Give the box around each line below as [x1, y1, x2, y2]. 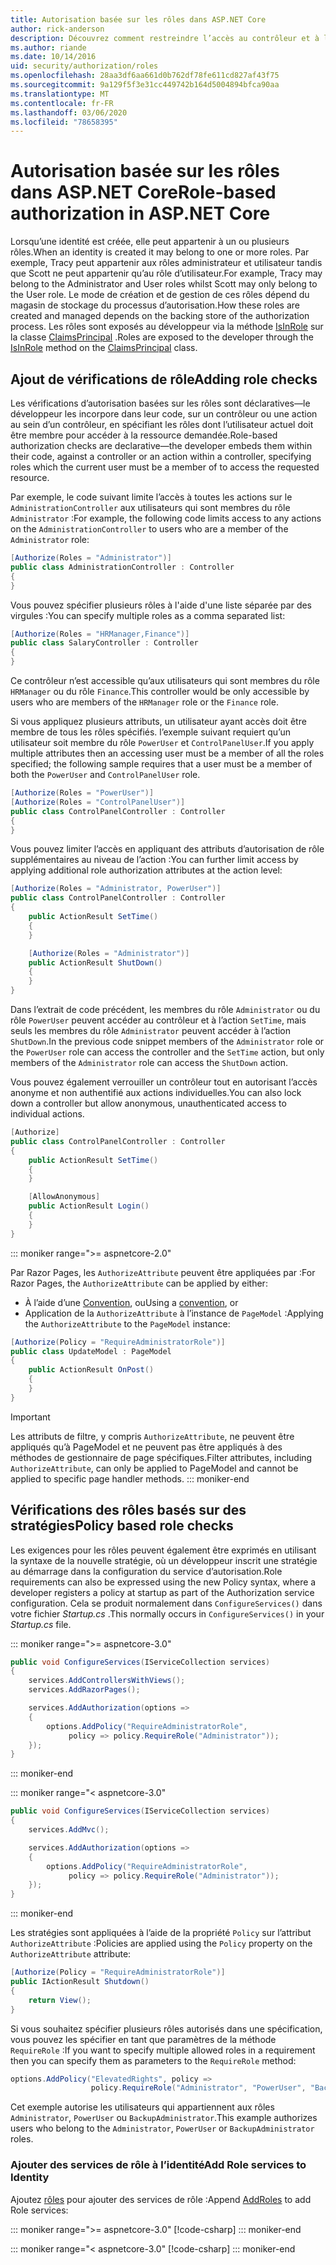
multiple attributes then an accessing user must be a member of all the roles [10, 747, 325, 759]
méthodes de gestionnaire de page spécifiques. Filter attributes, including [10, 1451, 313, 1463]
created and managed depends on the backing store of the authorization [10, 310, 310, 322]
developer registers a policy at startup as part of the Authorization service [10, 1586, 315, 1598]
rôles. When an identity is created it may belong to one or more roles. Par [10, 246, 310, 258]
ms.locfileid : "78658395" [10, 117, 118, 127]
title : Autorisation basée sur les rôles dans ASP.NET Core [10, 14, 267, 25]
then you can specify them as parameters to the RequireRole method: [10, 2054, 297, 2066]
